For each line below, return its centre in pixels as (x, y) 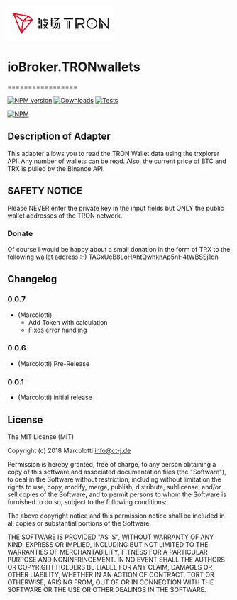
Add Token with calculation (68, 322)
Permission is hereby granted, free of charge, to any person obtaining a (112, 464)
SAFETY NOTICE (45, 191)
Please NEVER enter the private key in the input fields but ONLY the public (116, 208)
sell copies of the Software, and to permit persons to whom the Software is (117, 494)
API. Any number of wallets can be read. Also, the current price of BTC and (117, 161)
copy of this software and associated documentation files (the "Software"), (117, 472)
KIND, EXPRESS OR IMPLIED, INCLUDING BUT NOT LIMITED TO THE (108, 544)
